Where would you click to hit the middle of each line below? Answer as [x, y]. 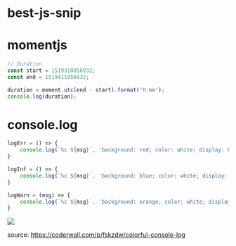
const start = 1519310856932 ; [52, 70]
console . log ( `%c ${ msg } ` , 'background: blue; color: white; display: [124, 176]
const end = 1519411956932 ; [48, 77]
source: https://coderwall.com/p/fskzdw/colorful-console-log [97, 235]
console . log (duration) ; [42, 97]
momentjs [38, 45]
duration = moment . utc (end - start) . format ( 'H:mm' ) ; [86, 90]
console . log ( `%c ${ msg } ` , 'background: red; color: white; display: [122, 150]
